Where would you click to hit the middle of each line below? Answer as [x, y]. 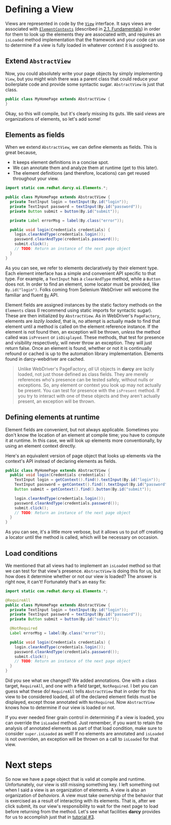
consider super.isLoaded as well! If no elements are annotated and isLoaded [84, 734]
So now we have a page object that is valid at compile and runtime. [76, 779]
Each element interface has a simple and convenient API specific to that [81, 273]
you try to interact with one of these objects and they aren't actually [89, 396]
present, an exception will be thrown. [56, 401]
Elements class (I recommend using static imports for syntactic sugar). [79, 310]
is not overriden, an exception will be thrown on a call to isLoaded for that [82, 739]
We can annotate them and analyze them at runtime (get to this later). [85, 168]
